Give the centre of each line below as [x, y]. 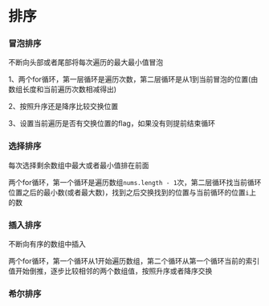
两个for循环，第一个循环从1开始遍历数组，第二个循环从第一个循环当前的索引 [134, 261]
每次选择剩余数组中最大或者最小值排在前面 [79, 165]
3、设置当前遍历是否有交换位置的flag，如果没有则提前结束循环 [112, 123]
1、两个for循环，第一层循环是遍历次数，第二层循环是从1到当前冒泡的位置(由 [133, 79]
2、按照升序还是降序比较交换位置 [63, 107]
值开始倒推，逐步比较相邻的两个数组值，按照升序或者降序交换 [110, 271]
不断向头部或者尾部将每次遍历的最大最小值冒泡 [86, 62]
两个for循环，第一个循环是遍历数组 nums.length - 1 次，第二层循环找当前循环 [135, 182]
